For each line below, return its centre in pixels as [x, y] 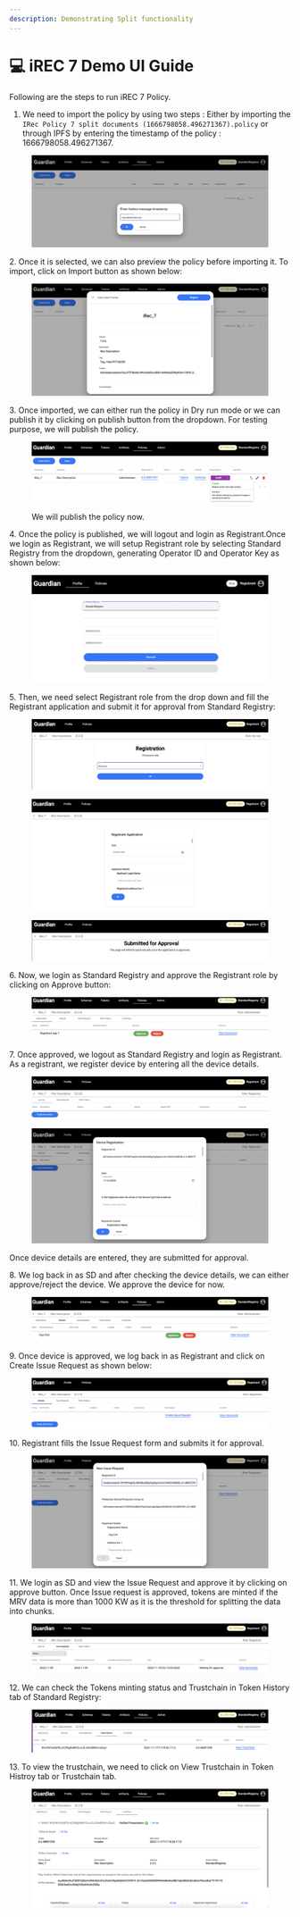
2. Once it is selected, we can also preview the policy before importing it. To [149, 261]
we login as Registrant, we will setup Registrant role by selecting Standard [145, 544]
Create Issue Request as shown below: [81, 1365]
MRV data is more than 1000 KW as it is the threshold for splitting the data [145, 1601]
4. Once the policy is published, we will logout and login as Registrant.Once [147, 534]
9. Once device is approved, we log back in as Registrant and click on [137, 1356]
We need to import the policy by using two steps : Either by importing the [156, 114]
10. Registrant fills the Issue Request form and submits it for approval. [137, 1444]
